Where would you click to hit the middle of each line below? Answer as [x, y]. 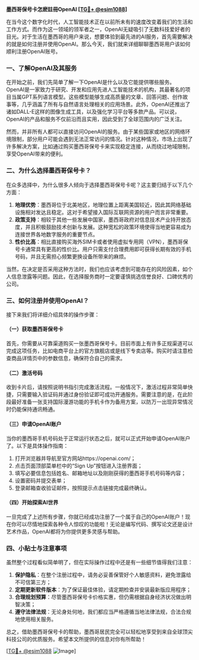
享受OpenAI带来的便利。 [36, 154]
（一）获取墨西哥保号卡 [35, 329]
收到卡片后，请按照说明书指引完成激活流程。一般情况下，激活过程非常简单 [97, 387]
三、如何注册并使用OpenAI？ [48, 300]
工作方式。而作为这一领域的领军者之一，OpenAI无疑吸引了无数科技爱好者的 [98, 29]
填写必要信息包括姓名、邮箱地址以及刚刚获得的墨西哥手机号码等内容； [100, 473]
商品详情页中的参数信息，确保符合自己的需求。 [68, 358]
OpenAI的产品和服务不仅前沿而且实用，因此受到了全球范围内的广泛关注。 [96, 119]
